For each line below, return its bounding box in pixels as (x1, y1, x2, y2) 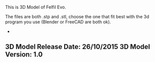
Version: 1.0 (5, 50, 43, 59)
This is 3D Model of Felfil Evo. (5, 4, 66, 10)
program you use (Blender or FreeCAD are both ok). (5, 19, 111, 25)
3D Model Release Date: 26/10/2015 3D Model (5, 43, 151, 51)
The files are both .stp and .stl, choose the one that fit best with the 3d (5, 14, 150, 19)
